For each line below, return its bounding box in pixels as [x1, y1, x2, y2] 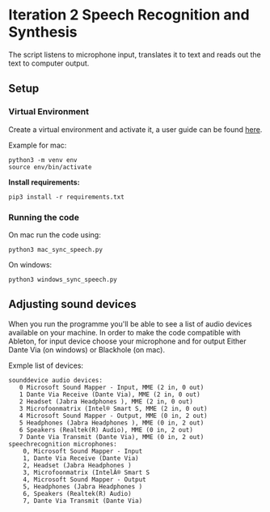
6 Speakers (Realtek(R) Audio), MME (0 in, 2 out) [19, 425, 194, 434]
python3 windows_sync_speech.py [8, 275, 117, 284]
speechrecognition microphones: [8, 440, 117, 448]
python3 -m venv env [8, 156, 78, 164]
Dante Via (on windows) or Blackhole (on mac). [8, 344, 166, 354]
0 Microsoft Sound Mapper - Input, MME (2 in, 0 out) [19, 383, 205, 391]
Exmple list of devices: [8, 361, 83, 370]
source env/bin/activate [8, 163, 92, 171]
